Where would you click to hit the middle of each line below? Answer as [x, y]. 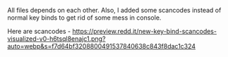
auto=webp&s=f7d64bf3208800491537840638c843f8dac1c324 [102, 46]
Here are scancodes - [39, 31]
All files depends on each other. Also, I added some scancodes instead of [114, 10]
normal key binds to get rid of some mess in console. [84, 18]
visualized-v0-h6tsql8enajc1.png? [56, 39]
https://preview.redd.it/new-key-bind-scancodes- [145, 31]
